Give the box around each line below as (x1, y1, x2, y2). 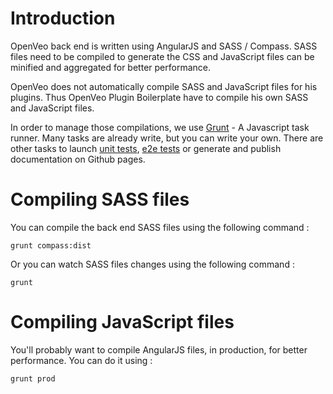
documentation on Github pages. (10, 153, 146, 165)
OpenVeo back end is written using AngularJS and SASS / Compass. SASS (10, 40, 318, 52)
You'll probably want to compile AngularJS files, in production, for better (10, 343, 308, 356)
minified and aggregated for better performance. (10, 61, 211, 73)
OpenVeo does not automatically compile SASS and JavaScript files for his (10, 80, 318, 92)
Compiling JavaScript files (10, 311, 235, 334)
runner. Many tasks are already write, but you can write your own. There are (10, 132, 324, 144)
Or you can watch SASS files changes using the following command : (10, 258, 295, 270)
